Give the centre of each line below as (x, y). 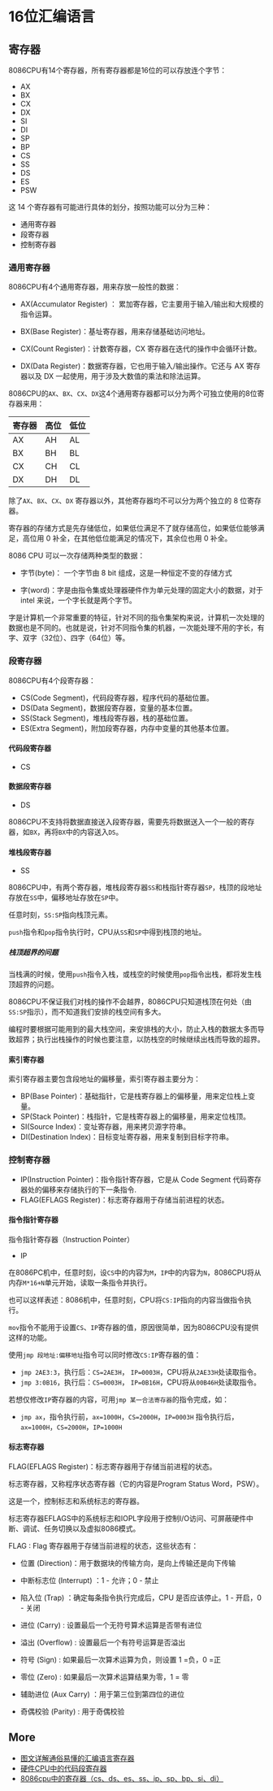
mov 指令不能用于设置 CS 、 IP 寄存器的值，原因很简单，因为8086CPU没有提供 (134, 1327)
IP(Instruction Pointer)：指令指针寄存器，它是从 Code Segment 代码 (134, 1179)
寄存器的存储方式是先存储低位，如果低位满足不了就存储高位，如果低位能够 (133, 528)
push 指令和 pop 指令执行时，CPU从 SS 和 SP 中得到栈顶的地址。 (107, 932)
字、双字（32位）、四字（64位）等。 (69, 638)
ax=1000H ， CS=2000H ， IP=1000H (71, 1427)
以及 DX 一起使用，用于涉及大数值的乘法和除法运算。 (116, 376)
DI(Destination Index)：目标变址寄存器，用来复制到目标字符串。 (127, 1137)
